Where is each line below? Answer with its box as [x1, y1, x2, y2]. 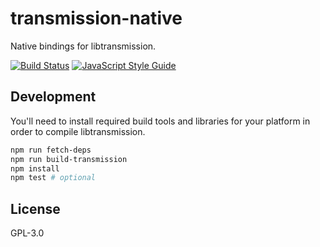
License [10, 200, 61, 217]
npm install [10, 163, 60, 174]
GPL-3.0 [10, 227, 45, 239]
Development [10, 88, 97, 106]
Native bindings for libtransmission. [10, 40, 157, 52]
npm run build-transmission [10, 154, 128, 164]
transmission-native [10, 7, 183, 30]
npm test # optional [10, 173, 97, 183]
